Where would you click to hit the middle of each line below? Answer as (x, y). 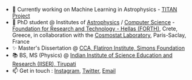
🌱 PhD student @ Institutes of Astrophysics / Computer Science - (93, 22)
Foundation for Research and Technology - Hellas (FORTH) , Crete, (95, 28)
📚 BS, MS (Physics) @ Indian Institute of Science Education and (92, 55)
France (21, 42)
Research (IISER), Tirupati (44, 64)
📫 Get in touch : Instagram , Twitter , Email (64, 71)
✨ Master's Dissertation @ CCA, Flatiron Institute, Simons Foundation (98, 48)
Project (21, 16)
